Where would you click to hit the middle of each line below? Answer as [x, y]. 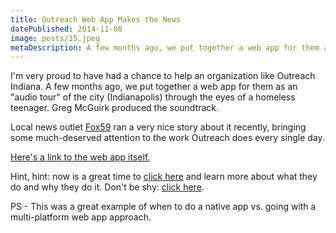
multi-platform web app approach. [81, 217]
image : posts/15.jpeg [55, 38]
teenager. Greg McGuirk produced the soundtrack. [115, 108]
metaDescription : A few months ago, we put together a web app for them [165, 47]
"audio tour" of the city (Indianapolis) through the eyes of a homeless [153, 97]
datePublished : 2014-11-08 [66, 29]
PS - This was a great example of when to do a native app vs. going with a [163, 207]
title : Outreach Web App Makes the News [96, 19]
